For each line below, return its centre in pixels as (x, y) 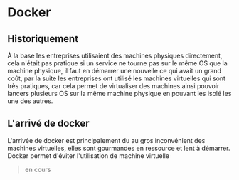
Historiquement (43, 39)
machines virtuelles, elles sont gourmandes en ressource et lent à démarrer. (119, 148)
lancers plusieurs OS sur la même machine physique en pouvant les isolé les (119, 94)
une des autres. (30, 101)
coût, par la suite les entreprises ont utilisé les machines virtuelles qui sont (117, 78)
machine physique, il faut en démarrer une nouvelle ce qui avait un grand (115, 71)
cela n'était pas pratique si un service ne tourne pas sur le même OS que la (117, 63)
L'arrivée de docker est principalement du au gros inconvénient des (106, 140)
